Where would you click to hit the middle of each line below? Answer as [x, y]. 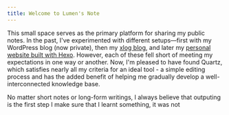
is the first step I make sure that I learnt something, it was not [94, 104]
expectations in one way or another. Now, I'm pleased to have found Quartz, [115, 62]
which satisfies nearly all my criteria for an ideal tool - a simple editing [106, 69]
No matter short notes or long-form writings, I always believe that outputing [114, 97]
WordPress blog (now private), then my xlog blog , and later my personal [109, 47]
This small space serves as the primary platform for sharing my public [106, 33]
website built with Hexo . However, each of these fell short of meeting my [110, 55]
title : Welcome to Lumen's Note [53, 13]
